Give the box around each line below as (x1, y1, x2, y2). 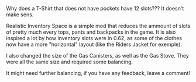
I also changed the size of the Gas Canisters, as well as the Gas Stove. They (6, 52, 189, 59)
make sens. (6, 11, 34, 18)
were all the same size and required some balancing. (6, 58, 133, 65)
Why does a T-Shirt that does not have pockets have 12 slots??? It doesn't (6, 5, 184, 12)
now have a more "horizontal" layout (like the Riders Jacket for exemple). (6, 41, 183, 48)
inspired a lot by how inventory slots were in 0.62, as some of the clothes (6, 35, 183, 41)
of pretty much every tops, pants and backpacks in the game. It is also (6, 28, 176, 35)
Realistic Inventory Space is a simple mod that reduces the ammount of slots (6, 23, 191, 29)
